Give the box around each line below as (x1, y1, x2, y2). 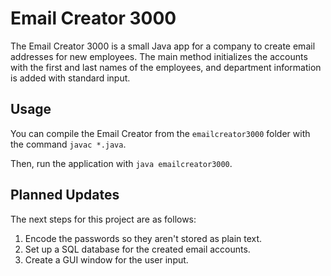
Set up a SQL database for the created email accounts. (24, 243, 251, 255)
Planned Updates (10, 187, 120, 204)
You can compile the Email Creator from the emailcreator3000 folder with (10, 127, 311, 139)
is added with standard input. (10, 72, 131, 84)
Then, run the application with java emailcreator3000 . (10, 157, 233, 169)
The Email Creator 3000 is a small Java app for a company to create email (10, 40, 316, 52)
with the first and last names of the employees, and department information (10, 61, 322, 73)
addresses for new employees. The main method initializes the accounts (10, 50, 308, 62)
